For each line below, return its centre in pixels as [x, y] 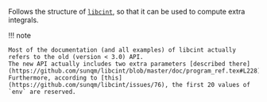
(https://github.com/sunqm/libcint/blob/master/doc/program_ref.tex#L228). [136, 71]
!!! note [20, 35]
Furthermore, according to [53, 78]
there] [239, 64]
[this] [112, 78]
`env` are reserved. [43, 92]
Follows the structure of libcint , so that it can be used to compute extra [127, 12]
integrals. [23, 20]
